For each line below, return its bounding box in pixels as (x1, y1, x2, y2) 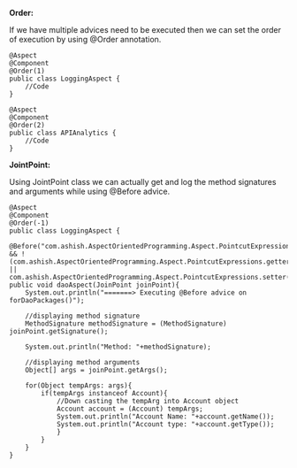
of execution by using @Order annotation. (9, 35, 162, 44)
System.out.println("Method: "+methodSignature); (25, 342, 212, 351)
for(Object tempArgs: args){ (25, 381, 133, 390)
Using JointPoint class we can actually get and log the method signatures (9, 177, 277, 187)
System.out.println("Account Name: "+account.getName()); (56, 412, 275, 421)
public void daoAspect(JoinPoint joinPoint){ (9, 280, 179, 289)
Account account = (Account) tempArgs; (56, 404, 203, 413)
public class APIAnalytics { (9, 128, 117, 137)
